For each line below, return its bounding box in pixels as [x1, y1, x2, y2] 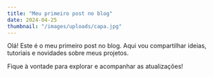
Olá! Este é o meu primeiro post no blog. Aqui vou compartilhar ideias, [7, 42, 207, 50]
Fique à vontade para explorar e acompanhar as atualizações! [7, 63, 183, 71]
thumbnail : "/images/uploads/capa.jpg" [7, 23, 122, 30]
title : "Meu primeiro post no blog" [7, 10, 113, 17]
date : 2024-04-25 [7, 16, 57, 23]
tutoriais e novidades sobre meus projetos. [7, 49, 129, 57]
